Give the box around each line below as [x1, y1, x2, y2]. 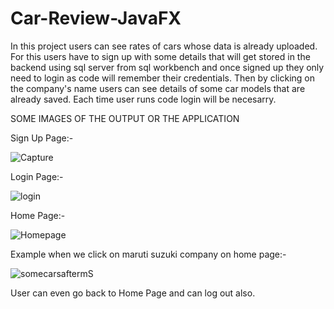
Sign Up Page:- [10, 132, 74, 144]
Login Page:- [10, 170, 64, 182]
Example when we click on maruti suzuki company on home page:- [10, 248, 287, 260]
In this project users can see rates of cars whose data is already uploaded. [10, 40, 318, 52]
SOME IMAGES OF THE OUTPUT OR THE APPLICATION [10, 112, 240, 124]
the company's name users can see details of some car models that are [10, 82, 306, 94]
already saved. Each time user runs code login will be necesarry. [10, 93, 277, 105]
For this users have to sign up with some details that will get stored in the [10, 50, 311, 62]
